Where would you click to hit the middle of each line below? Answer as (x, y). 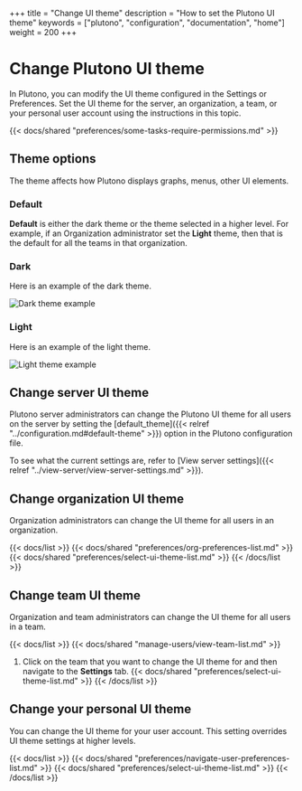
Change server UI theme (79, 393)
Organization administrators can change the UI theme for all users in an (142, 521)
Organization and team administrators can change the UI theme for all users (150, 617)
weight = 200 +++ (43, 32)
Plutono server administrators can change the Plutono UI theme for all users (150, 414)
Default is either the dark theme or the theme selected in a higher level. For (149, 224)
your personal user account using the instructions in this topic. (125, 113)
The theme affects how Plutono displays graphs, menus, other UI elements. (149, 181)
